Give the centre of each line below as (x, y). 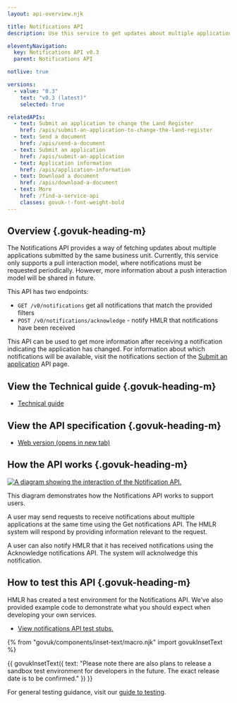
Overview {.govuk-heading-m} (77, 231)
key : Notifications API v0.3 (56, 53)
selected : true (42, 104)
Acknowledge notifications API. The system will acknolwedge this (103, 553)
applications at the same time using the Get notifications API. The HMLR (112, 524)
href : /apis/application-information (75, 170)
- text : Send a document (50, 137)
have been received (46, 328)
